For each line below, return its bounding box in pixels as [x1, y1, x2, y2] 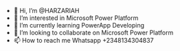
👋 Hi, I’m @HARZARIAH [13, 7, 80, 14]
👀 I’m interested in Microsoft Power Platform [13, 14, 139, 22]
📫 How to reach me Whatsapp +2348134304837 [13, 37, 154, 44]
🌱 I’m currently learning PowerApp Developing [13, 21, 145, 29]
